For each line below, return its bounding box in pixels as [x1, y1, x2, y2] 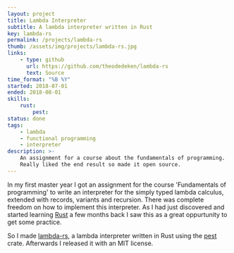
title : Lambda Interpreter [7, 17, 87, 24]
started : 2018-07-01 [7, 82, 68, 90]
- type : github [20, 56, 65, 63]
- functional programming [20, 135, 97, 142]
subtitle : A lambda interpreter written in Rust [7, 23, 153, 30]
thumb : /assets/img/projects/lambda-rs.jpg [7, 43, 137, 50]
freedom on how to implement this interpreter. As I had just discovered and [7, 202, 225, 211]
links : [7, 50, 27, 57]
